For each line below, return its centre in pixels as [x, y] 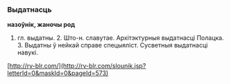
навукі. [27, 52]
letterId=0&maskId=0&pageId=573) [58, 73]
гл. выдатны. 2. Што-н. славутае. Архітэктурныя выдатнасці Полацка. [120, 38]
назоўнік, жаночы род [41, 25]
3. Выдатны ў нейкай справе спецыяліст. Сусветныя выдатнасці [112, 45]
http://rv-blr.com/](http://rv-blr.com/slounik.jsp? [78, 66]
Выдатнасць [29, 10]
